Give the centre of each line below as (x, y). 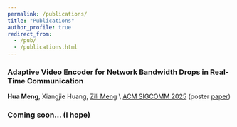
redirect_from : (30, 34)
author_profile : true (39, 27)
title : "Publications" (41, 21)
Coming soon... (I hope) (49, 115)
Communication (55, 81)
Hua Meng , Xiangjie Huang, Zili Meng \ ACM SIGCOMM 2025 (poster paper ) (119, 96)
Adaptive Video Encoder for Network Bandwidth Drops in (108, 72)
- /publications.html (46, 47)
